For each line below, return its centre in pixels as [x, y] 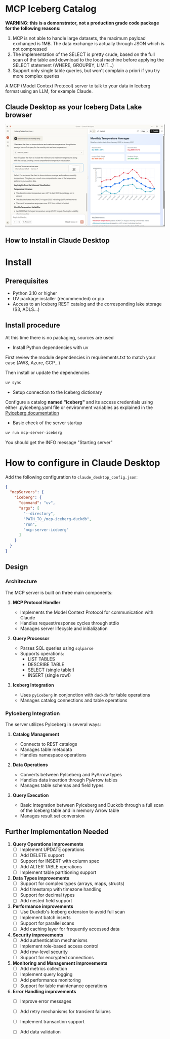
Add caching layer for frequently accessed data [70, 929]
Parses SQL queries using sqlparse [57, 648]
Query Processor [31, 638]
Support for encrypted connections [57, 957]
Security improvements [38, 935]
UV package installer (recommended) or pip [58, 299]
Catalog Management [36, 734]
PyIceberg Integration [33, 713]
